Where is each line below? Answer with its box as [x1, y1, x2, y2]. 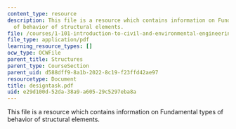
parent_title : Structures [7, 56, 83, 63]
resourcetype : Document [7, 75, 77, 83]
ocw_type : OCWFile [7, 50, 61, 57]
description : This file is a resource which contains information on [7, 17, 216, 24]
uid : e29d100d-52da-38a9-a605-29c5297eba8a [7, 88, 137, 95]
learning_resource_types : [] [7, 43, 93, 50]
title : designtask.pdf [7, 82, 74, 89]
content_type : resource [7, 10, 77, 18]
